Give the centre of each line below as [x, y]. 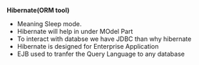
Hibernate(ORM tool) [38, 10]
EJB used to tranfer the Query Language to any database [101, 54]
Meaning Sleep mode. [49, 24]
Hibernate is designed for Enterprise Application [88, 46]
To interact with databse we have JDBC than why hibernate [104, 39]
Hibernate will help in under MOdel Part [75, 31]
